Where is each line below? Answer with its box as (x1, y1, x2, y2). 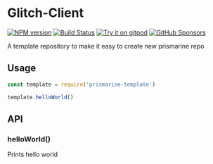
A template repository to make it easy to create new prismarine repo (7, 42, 205, 50)
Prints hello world (7, 150, 58, 159)
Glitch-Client (7, 5, 84, 21)
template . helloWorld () (7, 94, 74, 101)
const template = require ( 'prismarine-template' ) (7, 81, 156, 88)
